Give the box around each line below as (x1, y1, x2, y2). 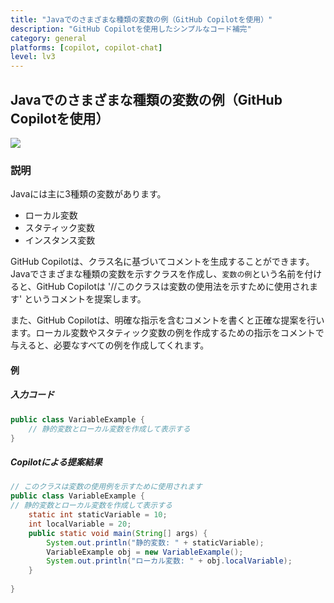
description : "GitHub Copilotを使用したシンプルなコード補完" (10, 24, 252, 34)
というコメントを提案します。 (24, 293, 147, 305)
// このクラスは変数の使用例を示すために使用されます (10, 482, 203, 492)
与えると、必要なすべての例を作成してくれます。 (10, 339, 210, 351)
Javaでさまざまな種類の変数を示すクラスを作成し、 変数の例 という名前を (10, 268, 305, 280)
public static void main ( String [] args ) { (28, 528, 208, 538)
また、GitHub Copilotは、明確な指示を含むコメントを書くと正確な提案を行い (10, 314, 325, 326)
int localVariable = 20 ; (28, 519, 132, 529)
